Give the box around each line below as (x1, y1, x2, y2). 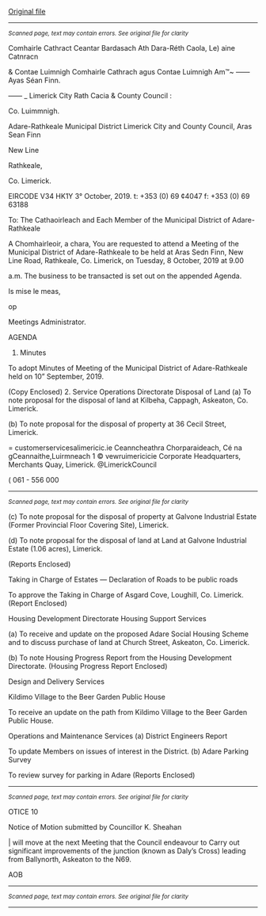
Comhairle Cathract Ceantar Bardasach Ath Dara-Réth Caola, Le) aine (8, 44, 236, 52)
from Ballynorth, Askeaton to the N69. (8, 855, 132, 864)
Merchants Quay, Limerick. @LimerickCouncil (8, 460, 157, 469)
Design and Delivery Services (8, 677, 105, 686)
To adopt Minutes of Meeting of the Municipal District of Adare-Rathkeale (8, 364, 248, 372)
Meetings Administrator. (8, 317, 87, 326)
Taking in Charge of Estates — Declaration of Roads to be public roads (8, 574, 238, 584)
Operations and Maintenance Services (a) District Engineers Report (8, 731, 228, 740)
